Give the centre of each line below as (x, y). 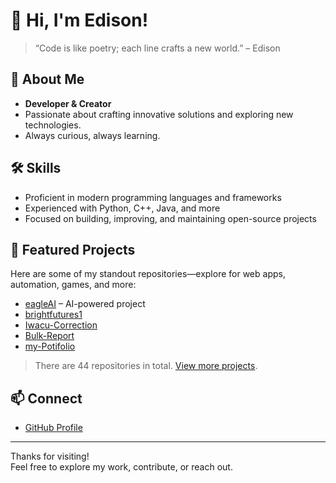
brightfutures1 (53, 315)
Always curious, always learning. (92, 135)
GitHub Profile (53, 428)
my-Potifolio (50, 346)
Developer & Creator (68, 103)
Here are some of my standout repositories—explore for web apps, (148, 274)
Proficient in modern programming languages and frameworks (153, 197)
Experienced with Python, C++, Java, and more (122, 208)
